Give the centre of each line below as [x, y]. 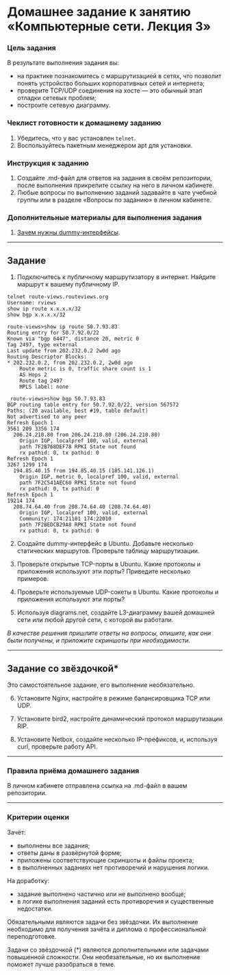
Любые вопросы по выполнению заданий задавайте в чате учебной [117, 193]
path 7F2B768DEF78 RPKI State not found [78, 447]
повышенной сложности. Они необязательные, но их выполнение [104, 956]
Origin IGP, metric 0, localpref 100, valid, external [99, 477]
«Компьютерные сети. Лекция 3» [109, 26]
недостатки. [35, 908]
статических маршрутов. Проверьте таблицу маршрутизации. [108, 551]
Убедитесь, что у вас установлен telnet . [76, 138]
